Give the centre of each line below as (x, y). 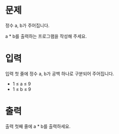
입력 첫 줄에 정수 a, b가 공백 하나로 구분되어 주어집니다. (60, 74)
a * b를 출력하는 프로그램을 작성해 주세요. (46, 36)
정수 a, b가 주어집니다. (27, 25)
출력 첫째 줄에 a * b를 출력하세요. (38, 126)
